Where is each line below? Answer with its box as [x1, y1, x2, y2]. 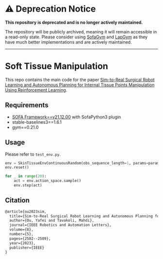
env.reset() [5, 165, 29, 170]
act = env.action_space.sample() [14, 178, 81, 183]
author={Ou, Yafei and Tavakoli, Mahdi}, [9, 218, 95, 223]
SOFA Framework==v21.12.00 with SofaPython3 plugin [12, 114, 121, 120]
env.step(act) [14, 183, 42, 188]
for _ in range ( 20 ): [5, 174, 47, 179]
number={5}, [9, 232, 34, 237]
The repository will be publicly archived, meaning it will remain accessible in [5, 29, 157, 34]
